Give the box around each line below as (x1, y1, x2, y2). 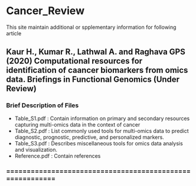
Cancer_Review (6, 4, 84, 18)
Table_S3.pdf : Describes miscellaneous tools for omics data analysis (14, 139, 183, 147)
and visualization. (14, 146, 58, 153)
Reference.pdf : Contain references (14, 152, 101, 160)
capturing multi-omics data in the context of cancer (14, 121, 141, 128)
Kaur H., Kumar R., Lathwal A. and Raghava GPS (6, 47, 186, 57)
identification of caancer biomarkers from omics (6, 65, 188, 75)
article (6, 29, 22, 36)
